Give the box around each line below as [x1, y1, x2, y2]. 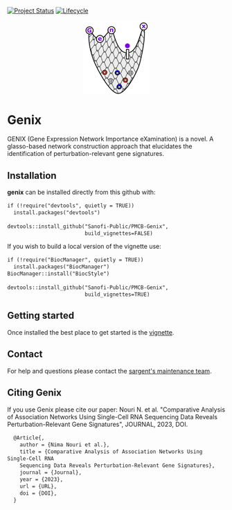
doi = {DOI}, [19, 489, 57, 497]
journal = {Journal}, [19, 468, 82, 476]
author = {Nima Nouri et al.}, [19, 441, 110, 448]
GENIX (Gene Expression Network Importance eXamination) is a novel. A [7, 135, 214, 143]
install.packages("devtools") [13, 209, 100, 216]
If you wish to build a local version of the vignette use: [7, 243, 161, 251]
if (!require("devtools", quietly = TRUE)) [7, 202, 135, 209]
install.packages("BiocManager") [13, 263, 110, 270]
